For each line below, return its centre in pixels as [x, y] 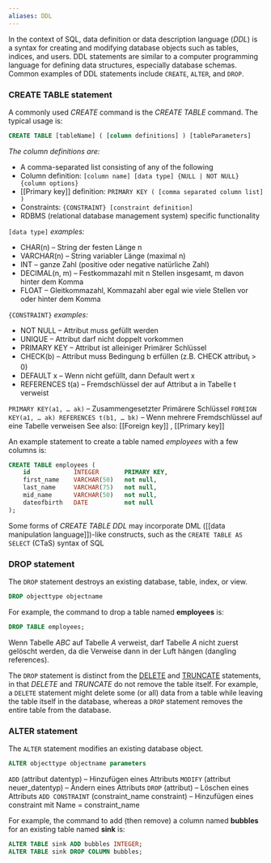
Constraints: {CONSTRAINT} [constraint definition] [106, 207]
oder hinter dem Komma [60, 299]
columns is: [28, 450]
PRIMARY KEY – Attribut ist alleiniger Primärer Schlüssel [113, 347]
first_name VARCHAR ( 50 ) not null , [90, 480]
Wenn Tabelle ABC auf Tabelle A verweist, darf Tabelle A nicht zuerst [123, 642]
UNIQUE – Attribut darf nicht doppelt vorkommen [102, 339]
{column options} [49, 183]
